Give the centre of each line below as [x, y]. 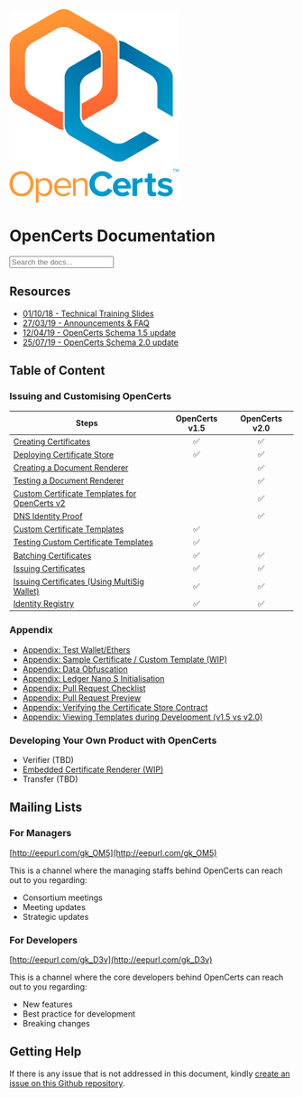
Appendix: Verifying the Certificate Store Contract [115, 707]
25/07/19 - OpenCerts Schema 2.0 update [100, 342]
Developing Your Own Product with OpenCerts [113, 740]
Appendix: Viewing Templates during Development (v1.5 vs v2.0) [142, 717]
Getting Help [46, 1052]
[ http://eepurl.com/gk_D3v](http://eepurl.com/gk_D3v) [111, 960]
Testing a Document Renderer [69, 481]
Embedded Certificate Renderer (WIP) [93, 770]
